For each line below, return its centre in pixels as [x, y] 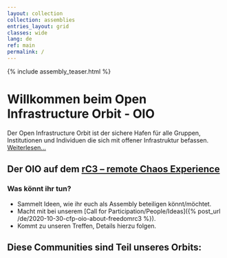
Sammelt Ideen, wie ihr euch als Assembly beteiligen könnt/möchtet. [114, 204]
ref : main [21, 45]
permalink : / [26, 52]
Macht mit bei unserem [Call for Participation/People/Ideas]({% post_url [119, 211]
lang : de [20, 39]
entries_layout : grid [38, 26]
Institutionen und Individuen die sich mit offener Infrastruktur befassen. [108, 140]
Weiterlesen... [27, 147]
